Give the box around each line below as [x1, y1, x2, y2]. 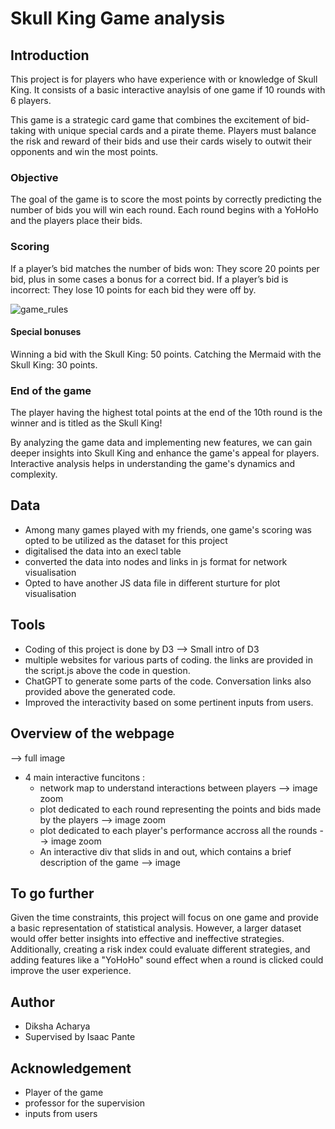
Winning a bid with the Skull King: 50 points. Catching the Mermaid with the [10, 348, 322, 360]
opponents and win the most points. [10, 146, 159, 157]
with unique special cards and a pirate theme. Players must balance [38, 125, 317, 136]
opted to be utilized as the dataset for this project [24, 534, 228, 546]
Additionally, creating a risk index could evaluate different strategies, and [10, 943, 311, 956]
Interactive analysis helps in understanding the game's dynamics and [10, 458, 296, 470]
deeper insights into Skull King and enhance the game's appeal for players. [10, 447, 320, 459]
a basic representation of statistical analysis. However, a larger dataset [10, 922, 302, 934]
